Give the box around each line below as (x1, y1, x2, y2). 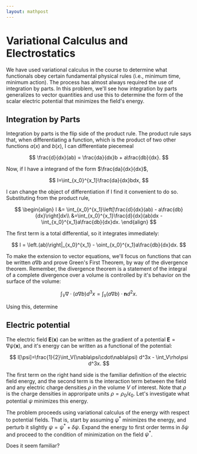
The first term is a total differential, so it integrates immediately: (6, 230, 160, 237)
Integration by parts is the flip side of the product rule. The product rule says (6, 130, 192, 137)
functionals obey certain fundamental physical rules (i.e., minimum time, (6, 72, 181, 80)
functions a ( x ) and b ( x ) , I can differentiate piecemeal (6, 143, 134, 150)
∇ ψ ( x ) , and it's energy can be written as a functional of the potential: (6, 342, 172, 349)
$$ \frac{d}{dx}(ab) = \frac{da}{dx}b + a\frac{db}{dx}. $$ (29, 154, 169, 161)
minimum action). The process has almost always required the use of (6, 78, 173, 85)
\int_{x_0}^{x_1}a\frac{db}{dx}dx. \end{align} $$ (41, 219, 157, 226)
